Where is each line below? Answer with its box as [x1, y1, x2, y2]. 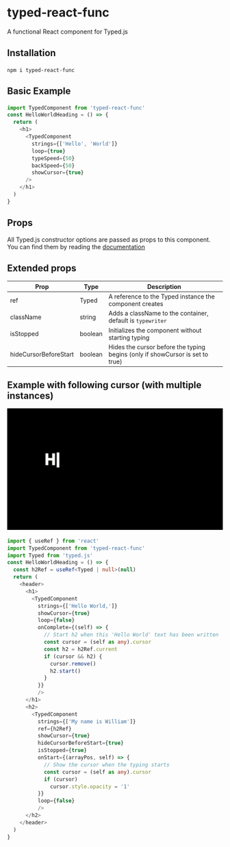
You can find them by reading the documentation [7, 242, 145, 251]
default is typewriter [108, 316, 167, 325]
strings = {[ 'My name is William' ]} [37, 718, 136, 725]
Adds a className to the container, [108, 309, 209, 318]
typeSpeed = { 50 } [31, 155, 75, 162]
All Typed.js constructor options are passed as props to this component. [7, 235, 211, 244]
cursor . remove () [50, 660, 97, 667]
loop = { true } [31, 147, 66, 155]
